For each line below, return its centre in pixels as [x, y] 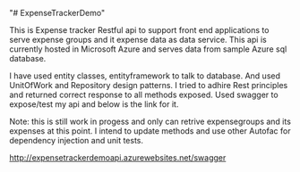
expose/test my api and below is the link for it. [94, 104]
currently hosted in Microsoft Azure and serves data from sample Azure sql [148, 49]
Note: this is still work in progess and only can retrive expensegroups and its [150, 121]
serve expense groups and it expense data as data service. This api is [138, 40]
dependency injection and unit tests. [77, 140]
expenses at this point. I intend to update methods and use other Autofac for [150, 131]
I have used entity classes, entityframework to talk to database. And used [145, 76]
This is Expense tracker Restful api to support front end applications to [139, 30]
